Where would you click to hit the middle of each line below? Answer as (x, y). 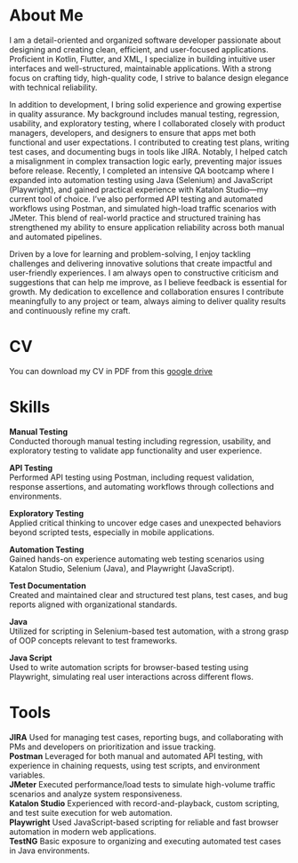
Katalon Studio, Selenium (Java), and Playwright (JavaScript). (122, 568)
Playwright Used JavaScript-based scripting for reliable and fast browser (144, 822)
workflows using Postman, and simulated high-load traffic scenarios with (143, 208)
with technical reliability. (53, 87)
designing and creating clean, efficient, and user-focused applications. (139, 49)
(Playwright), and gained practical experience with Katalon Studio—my (139, 189)
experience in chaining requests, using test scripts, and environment (135, 765)
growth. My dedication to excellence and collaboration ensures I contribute (147, 292)
